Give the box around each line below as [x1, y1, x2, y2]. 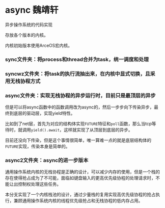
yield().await [31, 128, 60, 133]
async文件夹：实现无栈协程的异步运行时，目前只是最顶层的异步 [5, 92, 156, 99]
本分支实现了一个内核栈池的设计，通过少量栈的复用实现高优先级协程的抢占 [5, 192, 156, 198]
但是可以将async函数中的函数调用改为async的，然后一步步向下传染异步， [5, 104, 154, 110]
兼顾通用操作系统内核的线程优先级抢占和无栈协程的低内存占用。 [13, 198, 143, 204]
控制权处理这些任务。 [18, 181, 61, 187]
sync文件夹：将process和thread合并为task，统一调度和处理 [5, 56, 149, 63]
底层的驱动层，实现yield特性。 [13, 110, 75, 116]
